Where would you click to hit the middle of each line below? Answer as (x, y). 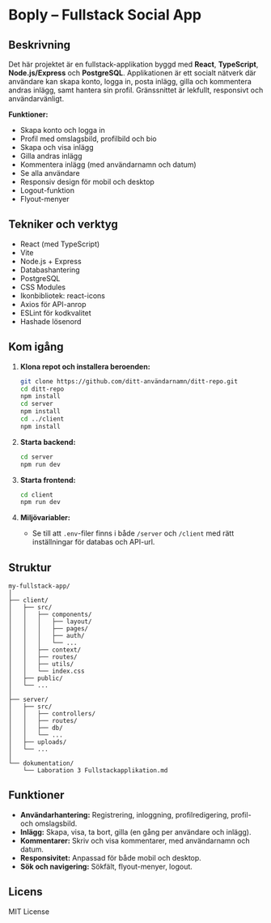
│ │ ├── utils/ (41, 664)
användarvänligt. (36, 98)
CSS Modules (43, 287)
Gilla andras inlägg (51, 156)
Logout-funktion (47, 190)
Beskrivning (40, 45)
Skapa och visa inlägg (57, 147)
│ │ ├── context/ (45, 650)
